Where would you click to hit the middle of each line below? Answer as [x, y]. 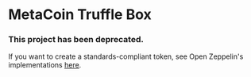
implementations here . [45, 65]
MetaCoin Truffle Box [80, 15]
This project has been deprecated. [76, 40]
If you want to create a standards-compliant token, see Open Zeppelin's [126, 56]
